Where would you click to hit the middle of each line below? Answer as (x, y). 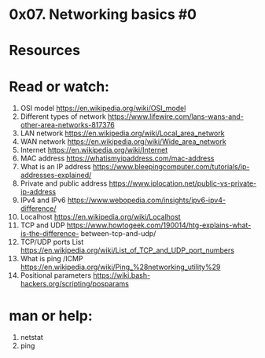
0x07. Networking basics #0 (103, 15)
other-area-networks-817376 (67, 125)
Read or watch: (59, 86)
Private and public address (64, 183)
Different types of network (63, 116)
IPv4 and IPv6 (43, 200)
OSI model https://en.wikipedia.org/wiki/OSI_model (103, 109)
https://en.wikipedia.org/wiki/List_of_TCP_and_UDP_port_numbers (127, 250)
